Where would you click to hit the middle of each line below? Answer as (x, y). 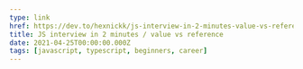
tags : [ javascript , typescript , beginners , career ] (108, 51)
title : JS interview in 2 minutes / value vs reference (116, 34)
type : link (30, 17)
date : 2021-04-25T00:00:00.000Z (70, 43)
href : (19, 26)
